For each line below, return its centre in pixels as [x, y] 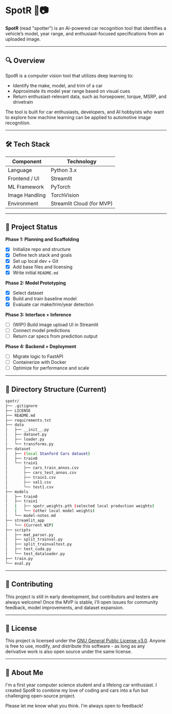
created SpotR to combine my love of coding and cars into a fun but [77, 690]
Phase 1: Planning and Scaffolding [42, 239]
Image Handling [27, 195]
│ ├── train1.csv [31, 478]
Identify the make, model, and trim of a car [58, 85]
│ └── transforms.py [29, 444]
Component [27, 161]
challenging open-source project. [40, 696]
